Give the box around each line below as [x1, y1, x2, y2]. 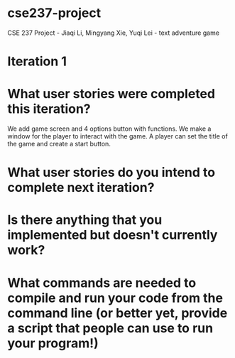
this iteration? [7, 101, 91, 117]
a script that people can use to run [7, 320, 214, 336]
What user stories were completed [7, 86, 215, 102]
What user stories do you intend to [7, 165, 215, 180]
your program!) [7, 335, 99, 351]
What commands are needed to [7, 275, 197, 291]
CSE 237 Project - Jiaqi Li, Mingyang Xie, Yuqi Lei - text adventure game [7, 28, 220, 37]
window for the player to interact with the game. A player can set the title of [7, 132, 229, 141]
